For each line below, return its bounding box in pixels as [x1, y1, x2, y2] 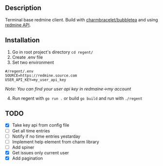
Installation [5, 36, 40, 44]
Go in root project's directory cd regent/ [12, 49, 93, 55]
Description [5, 4, 41, 12]
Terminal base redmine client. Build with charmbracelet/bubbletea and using [5, 17, 158, 22]
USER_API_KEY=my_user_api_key [5, 77, 67, 82]
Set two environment [12, 59, 54, 65]
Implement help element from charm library [12, 139, 99, 145]
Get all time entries [12, 128, 50, 133]
